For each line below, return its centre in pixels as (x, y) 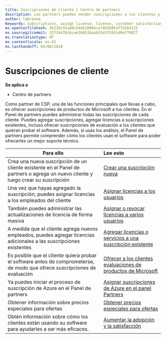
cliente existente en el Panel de (44, 167)
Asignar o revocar (124, 208)
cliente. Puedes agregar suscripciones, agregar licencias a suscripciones (80, 120)
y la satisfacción (122, 326)
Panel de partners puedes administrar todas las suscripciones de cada (77, 114)
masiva (16, 221)
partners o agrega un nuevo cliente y (50, 174)
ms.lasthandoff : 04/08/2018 (34, 47)
